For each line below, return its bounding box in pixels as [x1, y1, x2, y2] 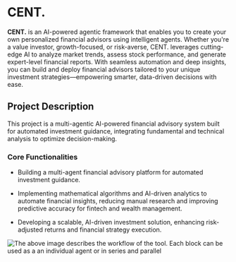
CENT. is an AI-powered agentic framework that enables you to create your [7, 28, 227, 36]
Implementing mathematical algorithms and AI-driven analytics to [17, 189, 207, 198]
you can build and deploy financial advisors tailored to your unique [7, 65, 201, 73]
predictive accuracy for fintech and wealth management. [17, 204, 182, 213]
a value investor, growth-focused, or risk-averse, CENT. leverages [7, 42, 199, 51]
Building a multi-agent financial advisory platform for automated [17, 168, 204, 177]
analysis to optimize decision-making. [7, 134, 118, 143]
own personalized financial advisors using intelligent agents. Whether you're [7, 35, 230, 43]
